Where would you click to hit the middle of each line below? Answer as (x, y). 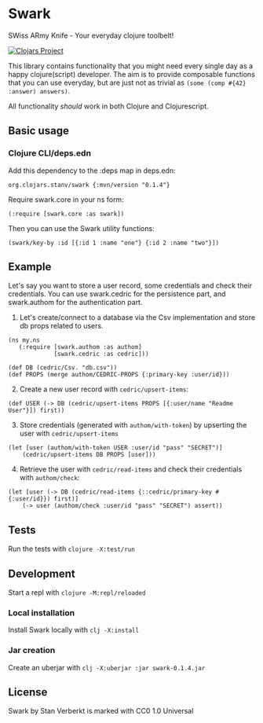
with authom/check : (49, 478)
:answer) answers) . (39, 90)
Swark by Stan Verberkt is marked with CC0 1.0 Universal (101, 711)
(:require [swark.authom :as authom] (80, 347)
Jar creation (32, 651)
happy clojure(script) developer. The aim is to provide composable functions (131, 74)
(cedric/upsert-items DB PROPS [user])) (89, 455)
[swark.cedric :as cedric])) (101, 354)
